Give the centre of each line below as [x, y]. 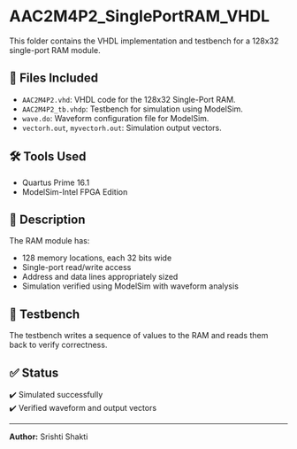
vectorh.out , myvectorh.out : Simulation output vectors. [122, 128]
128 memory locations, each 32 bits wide [97, 258]
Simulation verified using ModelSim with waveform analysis [130, 286]
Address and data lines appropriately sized [100, 277]
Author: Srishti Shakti [49, 437]
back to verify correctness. [58, 345]
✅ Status [34, 372]
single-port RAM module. [55, 50]
